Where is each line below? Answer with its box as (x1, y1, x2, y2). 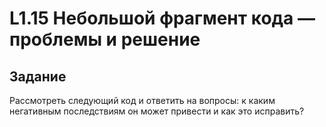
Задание (9, 68, 67, 85)
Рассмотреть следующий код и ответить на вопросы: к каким (9, 95, 276, 106)
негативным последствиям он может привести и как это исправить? (9, 105, 305, 117)
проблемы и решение (9, 28, 201, 51)
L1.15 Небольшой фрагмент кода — (9, 7, 316, 30)
